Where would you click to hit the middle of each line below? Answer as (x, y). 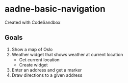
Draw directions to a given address (47, 75)
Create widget (33, 65)
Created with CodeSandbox (33, 22)
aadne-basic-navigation (55, 9)
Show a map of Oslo (32, 49)
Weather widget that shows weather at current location (67, 54)
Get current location (39, 60)
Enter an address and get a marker (47, 70)
